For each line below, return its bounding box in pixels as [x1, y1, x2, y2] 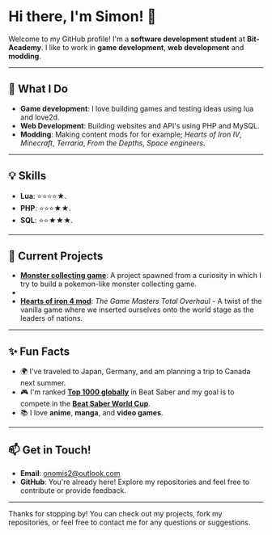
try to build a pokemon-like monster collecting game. [19, 279, 197, 289]
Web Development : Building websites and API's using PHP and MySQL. [19, 120, 261, 130]
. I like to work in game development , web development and [40, 42, 244, 52]
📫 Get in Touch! [8, 443, 91, 457]
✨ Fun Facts [8, 344, 70, 358]
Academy [8, 42, 42, 52]
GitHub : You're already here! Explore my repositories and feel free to [19, 477, 250, 487]
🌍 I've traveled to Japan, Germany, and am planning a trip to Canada [19, 367, 251, 377]
